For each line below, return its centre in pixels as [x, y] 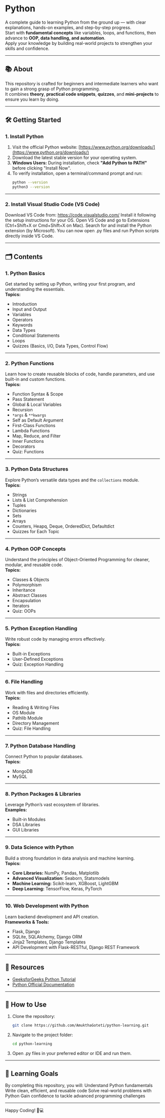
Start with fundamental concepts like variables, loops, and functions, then [81, 33]
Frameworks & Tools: [27, 922]
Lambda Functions [31, 431]
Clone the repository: [34, 1016]
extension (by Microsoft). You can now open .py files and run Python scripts [82, 231]
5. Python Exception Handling [41, 628]
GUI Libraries [26, 830]
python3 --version [31, 187]
